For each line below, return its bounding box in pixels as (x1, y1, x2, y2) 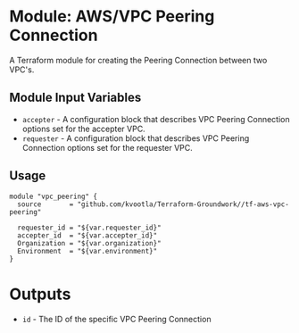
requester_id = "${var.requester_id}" (17, 223, 162, 232)
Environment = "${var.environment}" (17, 246, 158, 255)
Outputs (9, 284, 71, 304)
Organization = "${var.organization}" (17, 238, 162, 247)
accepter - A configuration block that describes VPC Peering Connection (21, 113, 290, 124)
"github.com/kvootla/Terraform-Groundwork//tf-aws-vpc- (77, 199, 290, 209)
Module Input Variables (9, 90, 142, 105)
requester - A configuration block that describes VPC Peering (21, 132, 250, 144)
